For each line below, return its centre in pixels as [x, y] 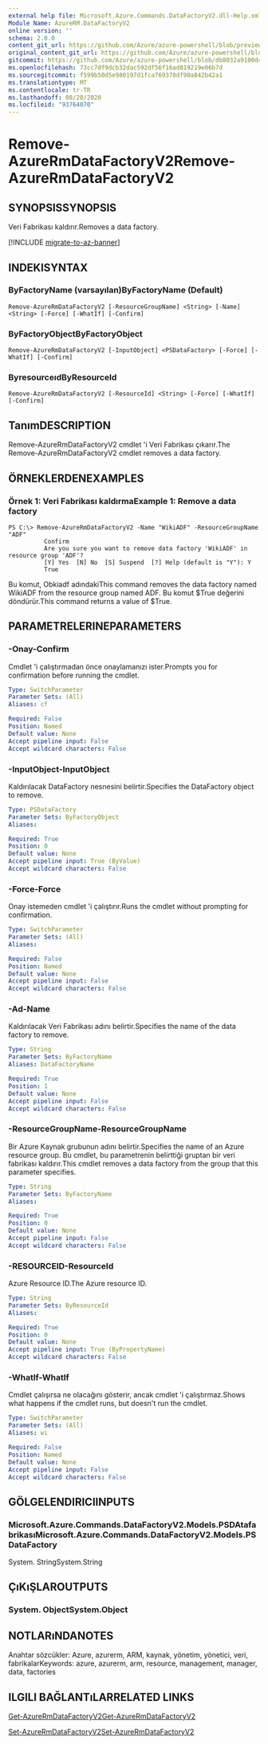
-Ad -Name [29, 1009]
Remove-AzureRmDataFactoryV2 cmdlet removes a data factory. [115, 453]
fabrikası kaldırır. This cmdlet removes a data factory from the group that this [133, 1163]
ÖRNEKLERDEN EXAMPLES [76, 478]
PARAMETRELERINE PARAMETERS [95, 627]
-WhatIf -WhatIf [39, 1377]
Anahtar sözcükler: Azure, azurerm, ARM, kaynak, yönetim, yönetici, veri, [128, 1655]
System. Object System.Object [68, 1610]
